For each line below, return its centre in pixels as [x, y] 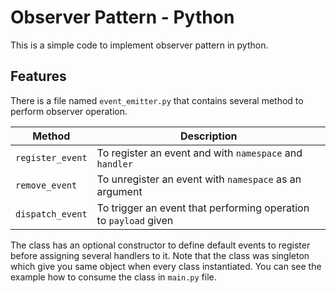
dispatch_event [51, 214]
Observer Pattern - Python [122, 17]
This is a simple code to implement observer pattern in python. [139, 45]
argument [119, 191]
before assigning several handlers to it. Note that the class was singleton [160, 255]
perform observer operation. [69, 111]
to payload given [135, 220]
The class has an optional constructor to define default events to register [160, 245]
